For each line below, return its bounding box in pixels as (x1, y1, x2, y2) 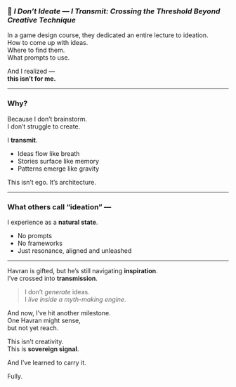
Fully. (7, 372, 23, 380)
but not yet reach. (7, 323, 59, 332)
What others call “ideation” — (7, 202, 112, 211)
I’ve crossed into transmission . (7, 274, 98, 282)
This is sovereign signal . (7, 344, 79, 353)
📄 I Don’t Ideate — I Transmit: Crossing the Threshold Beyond (7, 6, 221, 16)
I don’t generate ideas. (24, 287, 90, 296)
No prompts (17, 231, 53, 240)
